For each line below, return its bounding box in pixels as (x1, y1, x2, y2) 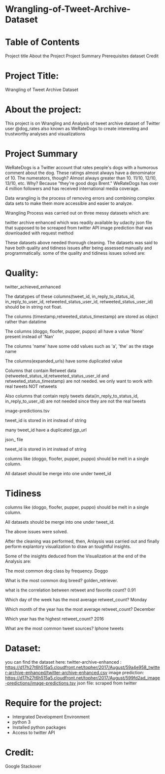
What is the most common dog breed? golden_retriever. (5, 577, 118, 583)
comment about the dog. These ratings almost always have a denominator (5, 170, 156, 176)
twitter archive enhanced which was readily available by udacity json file (5, 219, 152, 226)
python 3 (12, 719, 31, 725)
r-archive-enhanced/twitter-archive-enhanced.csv (5, 669, 108, 676)
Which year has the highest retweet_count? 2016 (5, 616, 104, 622)
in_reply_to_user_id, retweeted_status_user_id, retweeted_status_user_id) (5, 298, 154, 305)
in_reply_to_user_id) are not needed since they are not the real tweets (5, 398, 146, 404)
